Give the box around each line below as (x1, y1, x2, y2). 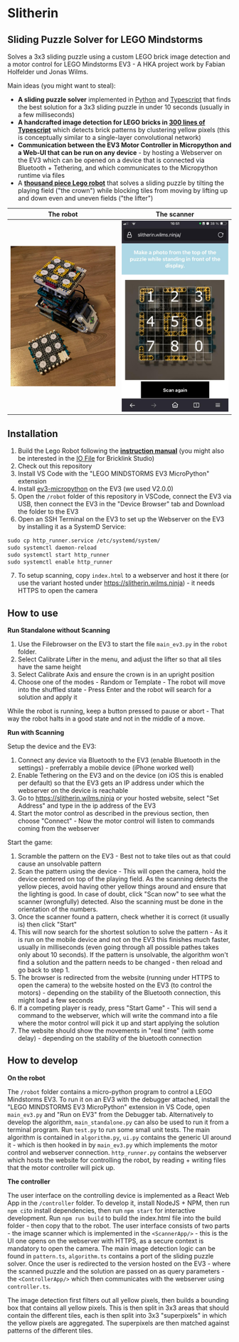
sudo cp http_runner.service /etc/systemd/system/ (7, 537, 161, 544)
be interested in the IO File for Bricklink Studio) (17, 454, 155, 463)
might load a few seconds (17, 996, 94, 1004)
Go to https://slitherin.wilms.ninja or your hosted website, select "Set (17, 793, 219, 802)
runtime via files (17, 171, 65, 179)
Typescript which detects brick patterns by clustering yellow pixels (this (17, 126, 230, 134)
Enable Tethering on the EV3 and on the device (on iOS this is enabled (17, 771, 224, 779)
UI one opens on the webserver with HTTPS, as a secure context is (7, 1236, 204, 1245)
